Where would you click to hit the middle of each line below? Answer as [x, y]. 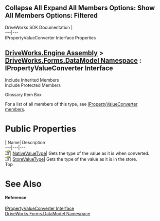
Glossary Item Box [23, 94]
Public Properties [41, 129]
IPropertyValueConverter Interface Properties [51, 37]
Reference [16, 198]
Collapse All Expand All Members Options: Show [80, 8]
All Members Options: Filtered [52, 16]
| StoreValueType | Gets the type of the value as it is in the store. [74, 159]
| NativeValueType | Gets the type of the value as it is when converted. [80, 153]
